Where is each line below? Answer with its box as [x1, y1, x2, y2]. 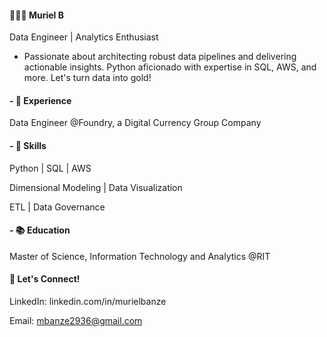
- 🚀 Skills [9, 140, 47, 151]
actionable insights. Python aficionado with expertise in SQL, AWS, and [23, 61, 317, 73]
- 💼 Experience [9, 94, 72, 106]
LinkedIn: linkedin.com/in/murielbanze [9, 296, 167, 308]
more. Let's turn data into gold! [23, 72, 152, 84]
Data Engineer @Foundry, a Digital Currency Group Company [9, 117, 262, 129]
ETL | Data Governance [9, 201, 106, 213]
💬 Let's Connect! [9, 273, 81, 285]
